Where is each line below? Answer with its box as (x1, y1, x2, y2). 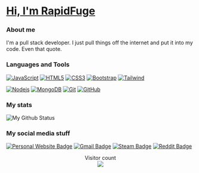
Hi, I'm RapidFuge (6, 4, 96, 18)
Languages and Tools (6, 60, 70, 69)
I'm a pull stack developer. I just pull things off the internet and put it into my (6, 39, 193, 46)
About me (6, 26, 36, 34)
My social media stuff (6, 129, 71, 137)
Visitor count (84, 154, 117, 162)
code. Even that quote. (6, 45, 62, 53)
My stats (6, 101, 32, 109)
